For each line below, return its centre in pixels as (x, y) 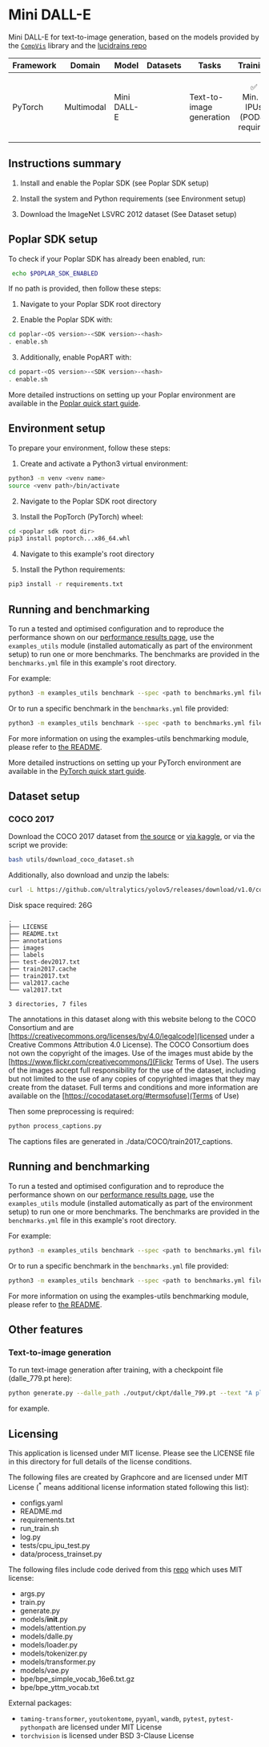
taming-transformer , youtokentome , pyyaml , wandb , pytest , (113, 1718)
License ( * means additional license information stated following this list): (129, 1486)
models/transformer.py (58, 1661)
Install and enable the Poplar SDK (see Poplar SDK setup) (114, 183)
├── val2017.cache (39, 983)
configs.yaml (41, 1502)
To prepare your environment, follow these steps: (89, 448)
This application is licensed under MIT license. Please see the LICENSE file (131, 1453)
